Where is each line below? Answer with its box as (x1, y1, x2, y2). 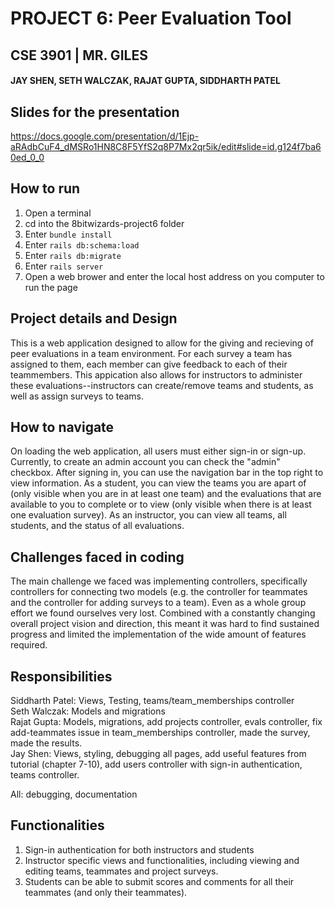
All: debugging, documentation (10, 788, 138, 801)
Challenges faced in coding (10, 548, 185, 566)
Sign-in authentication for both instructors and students (24, 843, 255, 856)
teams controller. (10, 769, 80, 781)
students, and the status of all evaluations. (10, 520, 185, 532)
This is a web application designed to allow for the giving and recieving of (10, 337, 314, 349)
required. (10, 639, 48, 651)
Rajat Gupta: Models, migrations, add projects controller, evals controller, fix (10, 716, 323, 728)
